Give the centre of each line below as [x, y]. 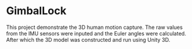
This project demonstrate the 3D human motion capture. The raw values [95, 27]
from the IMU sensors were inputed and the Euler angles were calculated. [96, 33]
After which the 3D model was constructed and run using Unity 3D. [88, 40]
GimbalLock [36, 11]
